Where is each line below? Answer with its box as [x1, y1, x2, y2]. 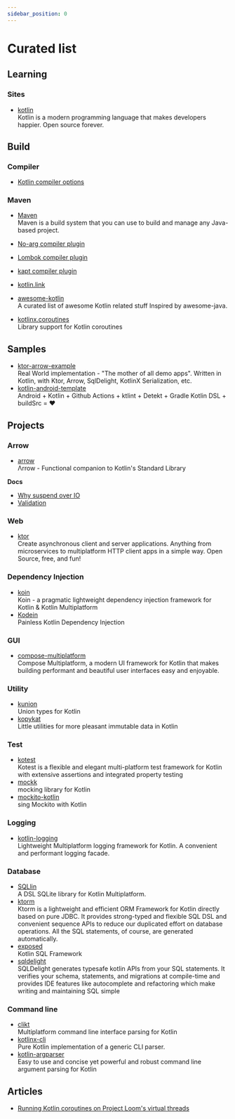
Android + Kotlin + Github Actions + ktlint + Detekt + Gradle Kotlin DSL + [17, 391, 227, 400]
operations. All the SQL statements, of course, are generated [17, 927, 194, 936]
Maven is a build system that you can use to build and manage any [17, 218, 210, 227]
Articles [7, 1085, 43, 1097]
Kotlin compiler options [17, 178, 84, 186]
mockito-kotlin [17, 793, 60, 801]
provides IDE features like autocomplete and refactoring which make [17, 979, 216, 988]
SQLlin [17, 882, 37, 891]
